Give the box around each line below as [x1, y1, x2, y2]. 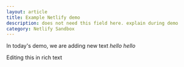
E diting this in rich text [6, 54, 63, 61]
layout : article [6, 8, 48, 15]
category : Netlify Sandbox [6, 25, 75, 32]
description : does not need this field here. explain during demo [6, 20, 179, 26]
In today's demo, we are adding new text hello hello [6, 42, 136, 49]
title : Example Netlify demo [6, 14, 80, 21]
